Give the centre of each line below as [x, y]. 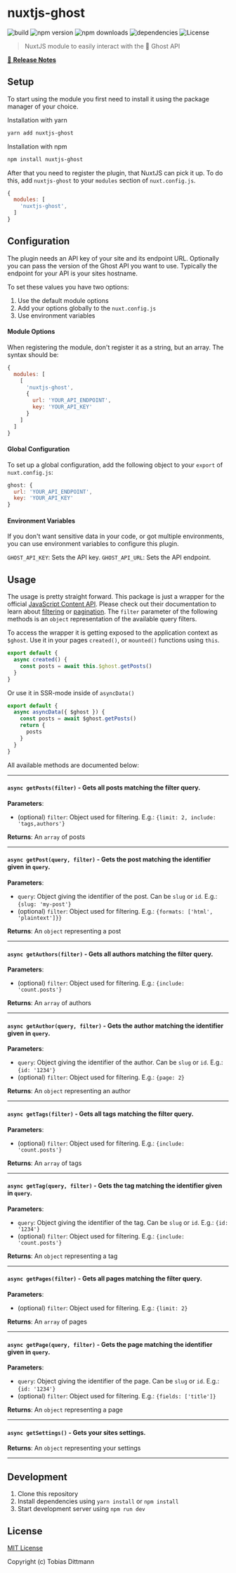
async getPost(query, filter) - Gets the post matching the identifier [109, 859]
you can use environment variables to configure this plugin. [93, 544]
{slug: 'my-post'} [44, 904]
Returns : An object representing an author [69, 1091]
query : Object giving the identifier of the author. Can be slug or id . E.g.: [120, 1062]
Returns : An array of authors [49, 1003]
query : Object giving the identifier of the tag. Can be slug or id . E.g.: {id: [123, 1222]
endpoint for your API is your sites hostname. [73, 273]
